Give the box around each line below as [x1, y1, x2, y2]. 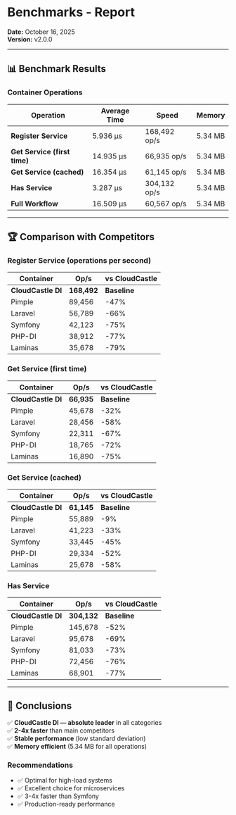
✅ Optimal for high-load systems [17, 776, 112, 785]
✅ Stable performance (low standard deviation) [7, 734, 146, 743]
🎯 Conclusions [7, 699, 72, 711]
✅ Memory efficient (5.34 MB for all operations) [7, 742, 147, 751]
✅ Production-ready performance [17, 800, 115, 809]
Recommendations [7, 760, 74, 770]
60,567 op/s [145, 199, 187, 209]
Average [100, 106, 130, 116]
